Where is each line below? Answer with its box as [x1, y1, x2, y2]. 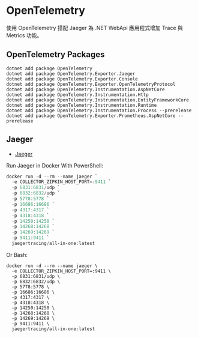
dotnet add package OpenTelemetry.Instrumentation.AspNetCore [6, 86, 165, 92]
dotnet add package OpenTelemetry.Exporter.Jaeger [6, 70, 136, 77]
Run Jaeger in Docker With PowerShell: [6, 161, 104, 169]
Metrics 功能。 [6, 31, 43, 39]
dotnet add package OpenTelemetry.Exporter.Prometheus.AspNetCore [6, 112, 176, 119]
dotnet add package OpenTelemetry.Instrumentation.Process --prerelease [6, 107, 192, 113]
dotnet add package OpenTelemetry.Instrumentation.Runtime [6, 102, 157, 108]
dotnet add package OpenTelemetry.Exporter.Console [6, 76, 138, 82]
